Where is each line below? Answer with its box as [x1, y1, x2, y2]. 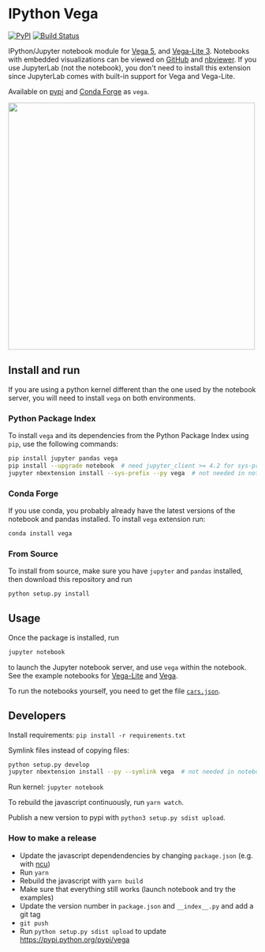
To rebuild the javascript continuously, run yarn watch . [8, 798, 184, 807]
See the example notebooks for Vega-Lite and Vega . [8, 671, 179, 680]
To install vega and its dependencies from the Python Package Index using [8, 431, 249, 440]
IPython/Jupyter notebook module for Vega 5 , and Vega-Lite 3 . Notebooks [8, 46, 250, 55]
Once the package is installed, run [8, 633, 120, 642]
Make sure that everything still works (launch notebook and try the [19, 884, 237, 893]
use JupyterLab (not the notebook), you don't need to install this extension [8, 62, 251, 72]
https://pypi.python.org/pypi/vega [19, 935, 130, 944]
